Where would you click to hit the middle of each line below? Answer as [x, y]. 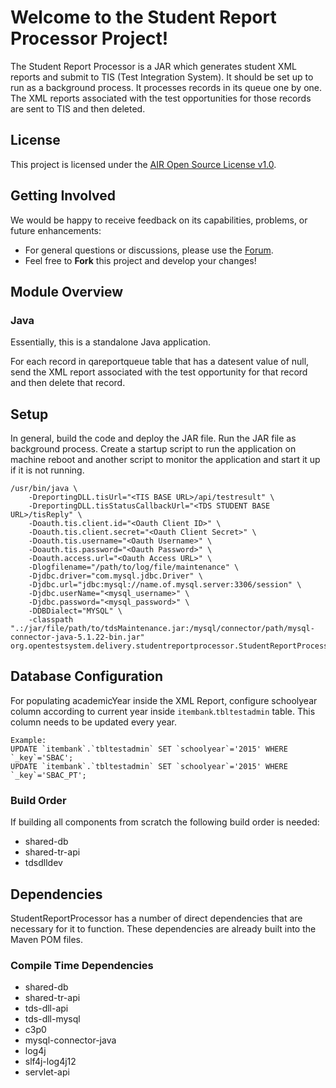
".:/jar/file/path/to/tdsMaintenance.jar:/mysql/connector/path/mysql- [162, 629]
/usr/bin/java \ [44, 489]
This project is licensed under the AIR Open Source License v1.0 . [143, 164]
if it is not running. [47, 470]
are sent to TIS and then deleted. [78, 108]
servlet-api [47, 1072]
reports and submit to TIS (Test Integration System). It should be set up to [162, 77]
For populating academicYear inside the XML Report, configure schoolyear [164, 700]
